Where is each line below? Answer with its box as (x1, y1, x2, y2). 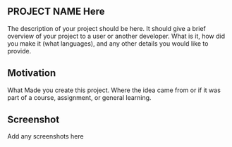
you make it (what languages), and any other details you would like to (7, 39, 209, 48)
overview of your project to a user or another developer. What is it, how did (7, 32, 226, 40)
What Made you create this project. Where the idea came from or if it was (7, 86, 221, 94)
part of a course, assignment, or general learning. (7, 93, 152, 101)
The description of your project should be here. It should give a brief (7, 24, 206, 32)
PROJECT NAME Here (7, 6, 105, 18)
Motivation (7, 67, 56, 79)
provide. (7, 46, 32, 55)
